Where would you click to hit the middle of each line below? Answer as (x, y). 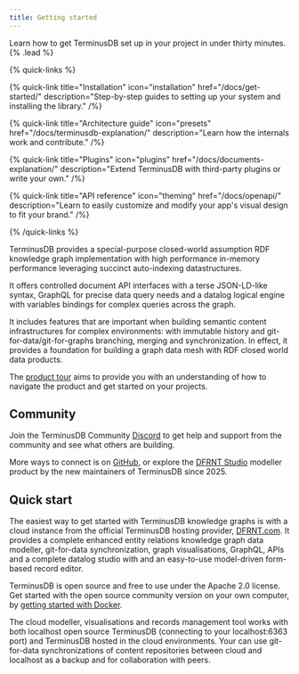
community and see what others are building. (92, 445)
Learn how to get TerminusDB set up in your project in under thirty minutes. (148, 43)
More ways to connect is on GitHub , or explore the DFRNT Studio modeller (146, 462)
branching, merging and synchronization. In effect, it (191, 341)
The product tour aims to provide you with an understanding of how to (138, 376)
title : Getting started (53, 17)
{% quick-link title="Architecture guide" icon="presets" (110, 123)
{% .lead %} (32, 52)
